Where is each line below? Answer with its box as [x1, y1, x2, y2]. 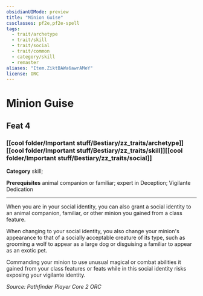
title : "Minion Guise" [6, 14, 63, 21]
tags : [6, 25, 20, 32]
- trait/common [11, 48, 50, 54]
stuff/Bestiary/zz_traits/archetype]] [76, 138, 184, 147]
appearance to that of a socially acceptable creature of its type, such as [6, 234, 185, 242]
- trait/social [11, 43, 50, 49]
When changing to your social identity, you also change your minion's [6, 228, 180, 235]
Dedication [6, 185, 33, 193]
